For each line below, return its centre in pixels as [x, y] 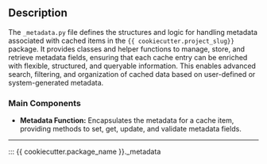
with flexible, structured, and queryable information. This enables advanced [132, 66]
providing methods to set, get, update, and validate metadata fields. [131, 129]
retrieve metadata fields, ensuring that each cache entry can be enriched [128, 57]
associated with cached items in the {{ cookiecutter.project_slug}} [121, 40]
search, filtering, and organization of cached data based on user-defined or [132, 74]
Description [38, 13]
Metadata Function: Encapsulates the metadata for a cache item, [127, 120]
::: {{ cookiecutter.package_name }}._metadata [85, 152]
